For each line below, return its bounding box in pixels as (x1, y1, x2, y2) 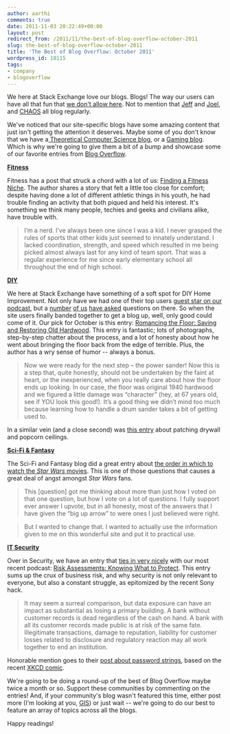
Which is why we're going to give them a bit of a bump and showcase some (7, 142, 221, 151)
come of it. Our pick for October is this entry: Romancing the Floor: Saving (7, 319, 217, 327)
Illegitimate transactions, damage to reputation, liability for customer (23, 628, 218, 636)
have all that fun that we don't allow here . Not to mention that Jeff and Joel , (7, 100, 221, 109)
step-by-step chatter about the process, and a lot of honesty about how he (7, 333, 219, 342)
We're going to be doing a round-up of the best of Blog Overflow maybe (7, 677, 211, 685)
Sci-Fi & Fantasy (7, 446, 55, 454)
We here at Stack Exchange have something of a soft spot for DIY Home (7, 289, 211, 298)
